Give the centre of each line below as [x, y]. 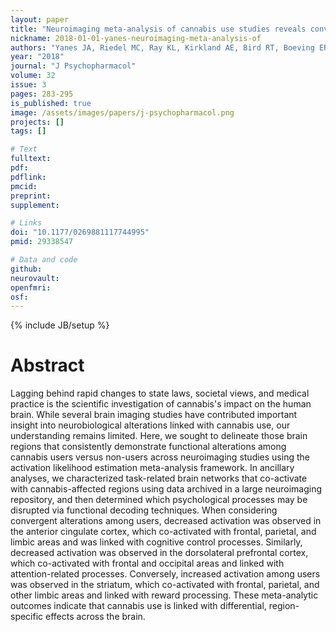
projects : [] [37, 122]
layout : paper [40, 19]
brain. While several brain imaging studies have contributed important [154, 415]
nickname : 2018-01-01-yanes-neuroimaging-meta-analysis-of [136, 38]
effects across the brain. [95, 617]
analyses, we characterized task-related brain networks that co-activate [159, 478]
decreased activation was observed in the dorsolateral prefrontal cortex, [159, 553]
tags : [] [28, 131]
